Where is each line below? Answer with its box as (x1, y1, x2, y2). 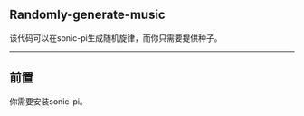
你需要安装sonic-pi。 (9, 95, 88, 107)
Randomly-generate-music (9, 7, 166, 23)
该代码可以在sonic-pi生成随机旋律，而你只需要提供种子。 (9, 32, 223, 43)
